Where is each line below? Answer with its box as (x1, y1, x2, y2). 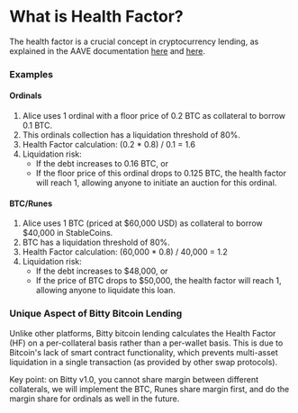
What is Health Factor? (9, 6, 184, 27)
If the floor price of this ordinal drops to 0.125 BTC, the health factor (35, 168, 286, 179)
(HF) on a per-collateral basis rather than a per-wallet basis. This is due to (9, 337, 284, 348)
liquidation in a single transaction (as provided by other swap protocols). (9, 356, 277, 367)
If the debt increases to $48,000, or (35, 265, 168, 276)
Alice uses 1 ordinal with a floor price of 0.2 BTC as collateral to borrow (22, 111, 286, 121)
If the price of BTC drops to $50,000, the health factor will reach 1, (35, 275, 282, 286)
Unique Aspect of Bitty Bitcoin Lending (9, 308, 183, 320)
